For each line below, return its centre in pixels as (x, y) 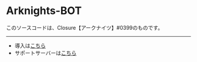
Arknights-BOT (44, 11)
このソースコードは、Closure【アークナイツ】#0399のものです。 (84, 27)
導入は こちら (30, 46)
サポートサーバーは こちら (45, 53)
